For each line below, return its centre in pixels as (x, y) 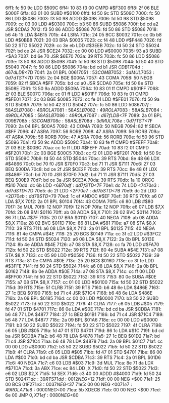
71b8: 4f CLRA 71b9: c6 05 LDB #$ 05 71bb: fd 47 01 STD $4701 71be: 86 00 (84, 352)
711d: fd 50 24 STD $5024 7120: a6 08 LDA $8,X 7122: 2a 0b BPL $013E (80, 239)
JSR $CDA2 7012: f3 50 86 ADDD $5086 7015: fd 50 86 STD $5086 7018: (81, 29)
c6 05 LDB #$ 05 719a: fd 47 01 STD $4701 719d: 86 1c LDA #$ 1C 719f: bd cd (84, 331)
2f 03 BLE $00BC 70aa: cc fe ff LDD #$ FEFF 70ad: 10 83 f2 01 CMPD (77, 148)
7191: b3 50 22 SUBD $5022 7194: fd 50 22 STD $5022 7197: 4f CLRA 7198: (84, 325)
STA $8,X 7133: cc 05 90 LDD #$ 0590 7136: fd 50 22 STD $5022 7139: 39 (82, 255)
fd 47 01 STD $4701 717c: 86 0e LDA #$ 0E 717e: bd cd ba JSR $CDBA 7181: (83, 309)
